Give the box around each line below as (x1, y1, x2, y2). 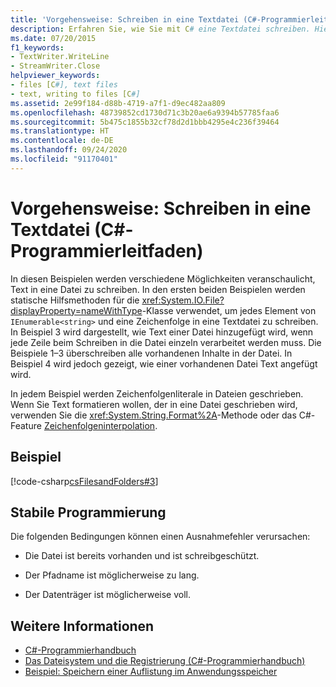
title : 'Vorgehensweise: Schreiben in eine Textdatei (10, 14, 240, 25)
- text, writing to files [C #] (10, 89, 141, 99)
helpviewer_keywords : (10, 71, 101, 81)
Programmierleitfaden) (10, 239, 204, 262)
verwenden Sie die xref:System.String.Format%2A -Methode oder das (10, 409, 297, 421)
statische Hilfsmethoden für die (10, 294, 140, 306)
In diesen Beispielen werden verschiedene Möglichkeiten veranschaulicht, (10, 272, 316, 285)
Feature (10, 419, 42, 431)
